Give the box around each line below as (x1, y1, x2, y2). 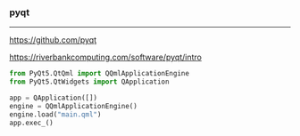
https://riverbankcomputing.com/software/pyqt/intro (9, 52, 203, 63)
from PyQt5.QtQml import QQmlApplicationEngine (9, 69, 190, 78)
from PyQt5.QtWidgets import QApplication (9, 77, 170, 86)
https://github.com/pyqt (9, 35, 96, 45)
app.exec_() (9, 118, 54, 127)
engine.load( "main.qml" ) (9, 109, 102, 119)
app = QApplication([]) (9, 93, 98, 103)
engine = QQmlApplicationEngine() (9, 101, 138, 110)
